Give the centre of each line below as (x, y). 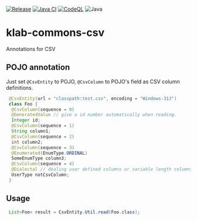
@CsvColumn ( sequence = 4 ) (43, 164)
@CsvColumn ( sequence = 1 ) (43, 126)
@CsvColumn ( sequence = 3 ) (43, 147)
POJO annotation (38, 67)
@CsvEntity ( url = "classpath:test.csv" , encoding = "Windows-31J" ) (93, 98)
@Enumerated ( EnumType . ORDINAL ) (50, 153)
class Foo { (23, 104)
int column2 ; (27, 142)
